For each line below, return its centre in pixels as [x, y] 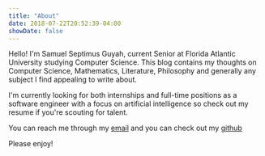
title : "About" [34, 16]
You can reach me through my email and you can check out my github [126, 128]
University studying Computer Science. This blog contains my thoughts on [132, 62]
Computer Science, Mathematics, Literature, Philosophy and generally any [132, 71]
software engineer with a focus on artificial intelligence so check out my [128, 104]
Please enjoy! [31, 144]
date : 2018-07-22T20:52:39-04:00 [65, 23]
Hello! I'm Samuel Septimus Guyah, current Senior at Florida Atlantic [122, 54]
